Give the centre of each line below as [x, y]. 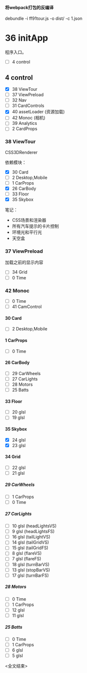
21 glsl [18, 473]
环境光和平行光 [27, 232]
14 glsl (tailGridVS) [30, 542]
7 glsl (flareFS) [27, 559]
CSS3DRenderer [21, 152]
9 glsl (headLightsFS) [33, 532]
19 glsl [18, 417]
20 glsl [19, 412]
